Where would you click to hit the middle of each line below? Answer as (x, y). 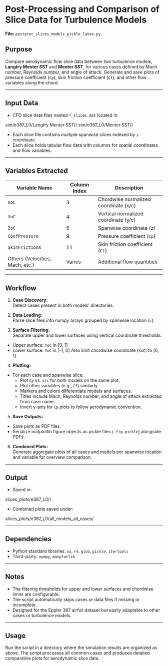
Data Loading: (27, 315)
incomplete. (24, 605)
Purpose (19, 49)
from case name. (37, 402)
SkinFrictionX (24, 248)
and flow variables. (32, 150)
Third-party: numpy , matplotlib (43, 556)
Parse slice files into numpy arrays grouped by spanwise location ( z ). (83, 320)
